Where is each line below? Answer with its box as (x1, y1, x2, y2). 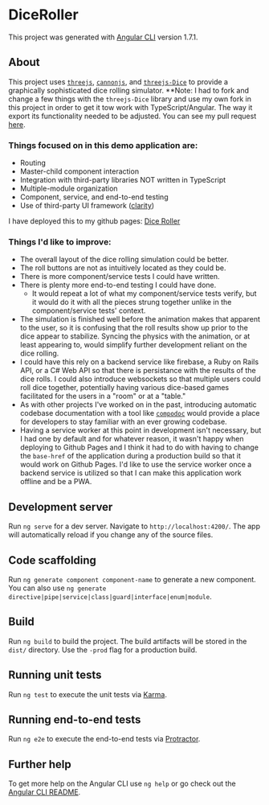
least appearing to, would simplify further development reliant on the (19, 340, 247, 350)
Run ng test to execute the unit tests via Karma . (8, 689, 167, 699)
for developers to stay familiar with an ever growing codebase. (19, 417, 227, 427)
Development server (8, 500, 113, 514)
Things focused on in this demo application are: (8, 139, 198, 150)
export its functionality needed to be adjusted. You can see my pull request (8, 111, 257, 121)
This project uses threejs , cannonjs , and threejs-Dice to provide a (8, 76, 229, 86)
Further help (8, 758, 72, 771)
